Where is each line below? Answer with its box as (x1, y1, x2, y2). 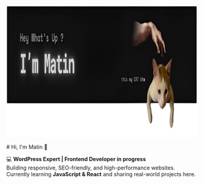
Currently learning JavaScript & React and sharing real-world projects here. (6, 171, 196, 177)
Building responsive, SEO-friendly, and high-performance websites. (6, 164, 176, 171)
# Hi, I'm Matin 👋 (6, 143, 48, 150)
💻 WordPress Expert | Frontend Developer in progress (6, 156, 147, 162)
